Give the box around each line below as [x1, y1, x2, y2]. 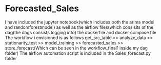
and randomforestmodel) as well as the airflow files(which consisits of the [5, 24, 154, 30]
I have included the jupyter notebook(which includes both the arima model [5, 19, 155, 25]
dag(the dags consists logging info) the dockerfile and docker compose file [5, 29, 157, 35]
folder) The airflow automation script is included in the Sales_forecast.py [5, 50, 151, 56]
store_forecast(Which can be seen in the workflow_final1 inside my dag [5, 45, 148, 51]
